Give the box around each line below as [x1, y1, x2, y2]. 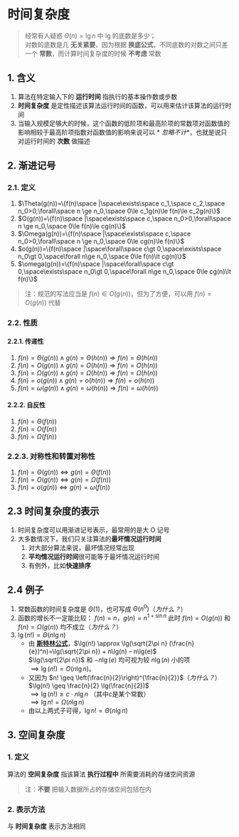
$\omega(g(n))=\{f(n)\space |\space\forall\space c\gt [17, 260, 174, 268]
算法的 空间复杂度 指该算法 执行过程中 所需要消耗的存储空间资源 [7, 769, 196, 778]
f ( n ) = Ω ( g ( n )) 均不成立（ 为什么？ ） [17, 623, 123, 631]
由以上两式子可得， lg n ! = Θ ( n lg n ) [28, 706, 128, 715]
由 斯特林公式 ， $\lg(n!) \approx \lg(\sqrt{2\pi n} [28, 639, 168, 648]
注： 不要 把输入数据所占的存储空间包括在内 [24, 784, 152, 794]
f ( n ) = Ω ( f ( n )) [17, 432, 57, 441]
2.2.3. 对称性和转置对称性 [7, 451, 96, 461]
